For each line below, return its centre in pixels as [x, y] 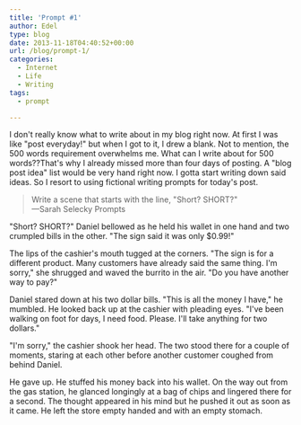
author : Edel [34, 26]
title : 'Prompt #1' [46, 18]
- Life [30, 76]
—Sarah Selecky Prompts [78, 209]
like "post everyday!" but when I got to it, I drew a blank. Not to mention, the [149, 144]
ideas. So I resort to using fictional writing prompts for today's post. [133, 182]
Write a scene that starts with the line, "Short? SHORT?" [134, 199]
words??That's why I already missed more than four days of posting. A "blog [150, 164]
